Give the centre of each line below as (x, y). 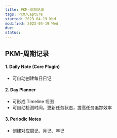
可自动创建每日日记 (32, 78)
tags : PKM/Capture (24, 14)
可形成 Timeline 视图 (33, 101)
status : (13, 33)
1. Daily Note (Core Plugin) (33, 67)
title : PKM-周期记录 (25, 10)
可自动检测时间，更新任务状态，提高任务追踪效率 (62, 107)
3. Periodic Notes (23, 119)
